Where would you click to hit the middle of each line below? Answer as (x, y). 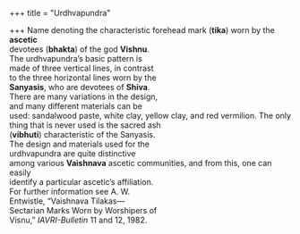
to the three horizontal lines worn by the (83, 78)
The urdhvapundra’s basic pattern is (76, 58)
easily (20, 172)
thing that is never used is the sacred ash (85, 125)
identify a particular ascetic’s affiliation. (81, 182)
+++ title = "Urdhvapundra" (60, 13)
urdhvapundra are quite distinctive (73, 154)
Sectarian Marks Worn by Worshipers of (83, 210)
